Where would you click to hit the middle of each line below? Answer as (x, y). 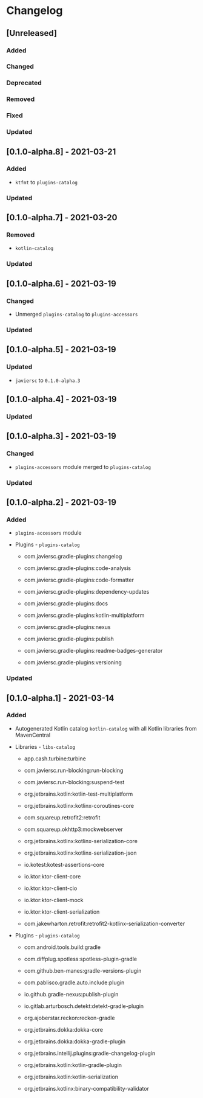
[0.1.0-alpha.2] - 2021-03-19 (62, 502)
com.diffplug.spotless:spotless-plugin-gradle (81, 959)
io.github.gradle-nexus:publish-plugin (71, 994)
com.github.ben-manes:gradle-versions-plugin (83, 970)
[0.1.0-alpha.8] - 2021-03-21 (61, 152)
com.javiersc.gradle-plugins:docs (66, 603)
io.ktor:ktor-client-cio (51, 888)
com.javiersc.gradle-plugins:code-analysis (78, 568)
